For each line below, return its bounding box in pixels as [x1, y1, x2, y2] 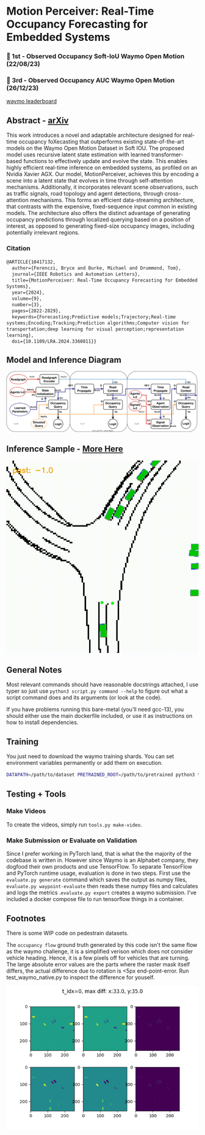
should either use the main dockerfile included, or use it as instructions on [6, 712, 193, 720]
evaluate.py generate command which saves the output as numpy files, [6, 876, 187, 883]
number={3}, [12, 301, 43, 308]
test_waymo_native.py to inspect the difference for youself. [6, 973, 155, 981]
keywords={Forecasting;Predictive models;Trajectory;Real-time [12, 313, 176, 320]
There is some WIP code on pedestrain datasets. [6, 929, 129, 936]
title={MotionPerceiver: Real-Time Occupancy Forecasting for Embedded [12, 277, 198, 283]
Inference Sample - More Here [6, 444, 123, 454]
